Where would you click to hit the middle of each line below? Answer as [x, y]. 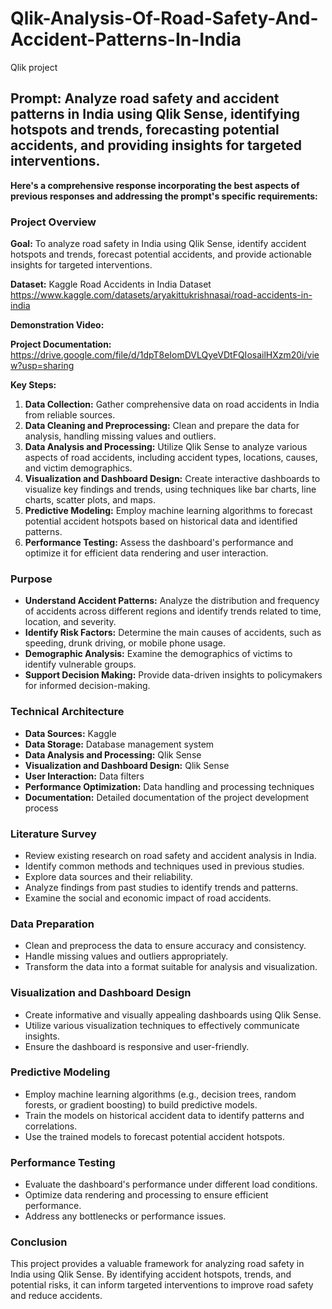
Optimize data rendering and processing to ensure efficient [146, 1195]
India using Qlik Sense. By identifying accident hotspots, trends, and [151, 1274]
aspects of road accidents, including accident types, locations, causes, [171, 458]
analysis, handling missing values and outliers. [120, 436]
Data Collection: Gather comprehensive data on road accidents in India [172, 404]
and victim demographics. [78, 468]
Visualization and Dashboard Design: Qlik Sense [127, 765]
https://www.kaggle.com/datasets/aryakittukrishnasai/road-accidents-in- [161, 295]
